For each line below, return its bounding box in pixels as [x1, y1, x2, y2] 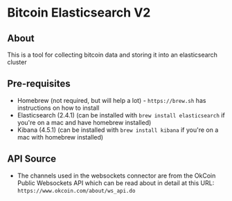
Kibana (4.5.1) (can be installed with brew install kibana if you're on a [17, 126, 219, 134]
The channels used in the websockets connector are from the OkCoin [17, 171, 216, 180]
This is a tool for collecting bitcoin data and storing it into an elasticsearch [7, 50, 218, 59]
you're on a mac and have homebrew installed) [17, 118, 152, 126]
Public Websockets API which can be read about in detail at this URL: [17, 178, 215, 187]
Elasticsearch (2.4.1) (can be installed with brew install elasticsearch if [17, 111, 225, 119]
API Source [7, 153, 57, 165]
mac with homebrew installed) [17, 133, 104, 141]
